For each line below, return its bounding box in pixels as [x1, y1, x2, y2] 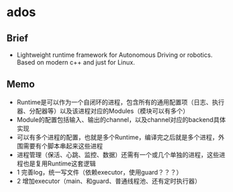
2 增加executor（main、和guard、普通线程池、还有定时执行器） [16, 177, 202, 185]
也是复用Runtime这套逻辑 [22, 159, 96, 167]
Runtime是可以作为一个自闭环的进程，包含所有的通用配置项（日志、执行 [16, 97, 225, 106]
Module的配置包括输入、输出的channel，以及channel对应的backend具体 [16, 115, 226, 123]
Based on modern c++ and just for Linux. [16, 58, 136, 67]
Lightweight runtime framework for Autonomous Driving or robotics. [16, 50, 213, 59]
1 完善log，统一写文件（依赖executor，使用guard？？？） [16, 167, 183, 176]
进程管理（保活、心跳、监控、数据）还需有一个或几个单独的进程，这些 [16, 150, 220, 158]
